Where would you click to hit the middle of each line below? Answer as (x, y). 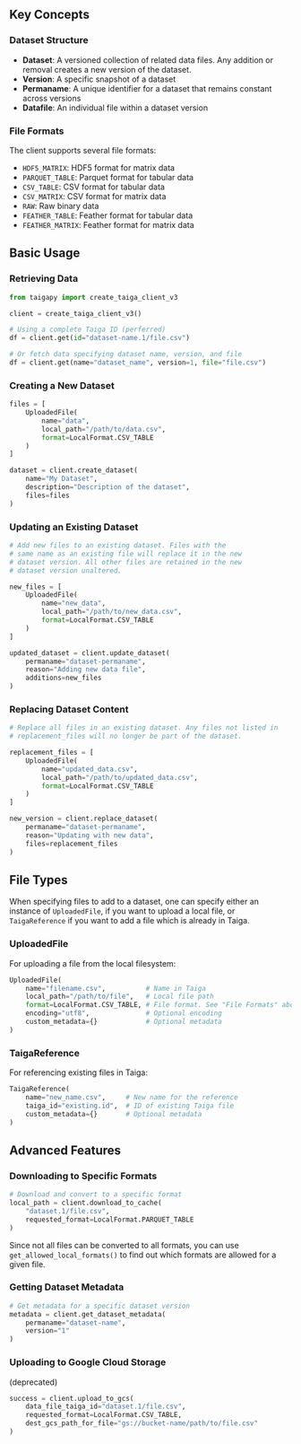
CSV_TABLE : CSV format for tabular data (94, 187)
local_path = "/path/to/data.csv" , (104, 429)
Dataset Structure (49, 40)
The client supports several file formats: (83, 150)
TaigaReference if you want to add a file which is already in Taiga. (129, 921)
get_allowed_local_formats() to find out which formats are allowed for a (143, 1255)
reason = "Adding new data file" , (86, 669)
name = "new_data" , (73, 604)
